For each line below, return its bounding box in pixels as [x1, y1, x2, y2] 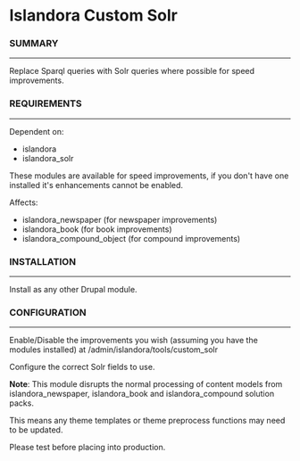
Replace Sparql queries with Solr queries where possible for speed [9, 66, 255, 77]
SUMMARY [9, 37, 59, 50]
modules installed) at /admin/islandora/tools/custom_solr [9, 344, 219, 355]
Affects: [9, 197, 38, 208]
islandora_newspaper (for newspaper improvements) [21, 214, 218, 225]
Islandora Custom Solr [9, 5, 179, 26]
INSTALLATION [9, 255, 77, 268]
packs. [9, 398, 34, 408]
